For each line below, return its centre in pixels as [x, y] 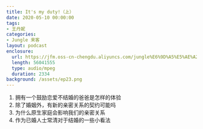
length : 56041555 [34, 62]
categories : [21, 35]
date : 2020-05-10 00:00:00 [40, 18]
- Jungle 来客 [23, 40]
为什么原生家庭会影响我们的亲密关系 [60, 113]
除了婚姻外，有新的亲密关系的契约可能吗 [65, 105]
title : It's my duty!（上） [40, 12]
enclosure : [20, 51]
